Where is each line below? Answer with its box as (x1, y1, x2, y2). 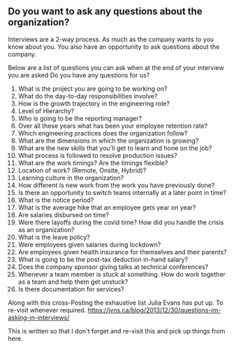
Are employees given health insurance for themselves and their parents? (17, 247, 227, 256)
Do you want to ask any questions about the (8, 6, 203, 17)
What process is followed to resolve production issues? (17, 151, 177, 159)
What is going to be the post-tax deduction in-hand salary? (17, 255, 188, 263)
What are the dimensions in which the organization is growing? (17, 136, 199, 145)
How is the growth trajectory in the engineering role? (17, 99, 170, 108)
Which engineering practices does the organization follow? (17, 129, 188, 137)
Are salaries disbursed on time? (17, 210, 110, 219)
